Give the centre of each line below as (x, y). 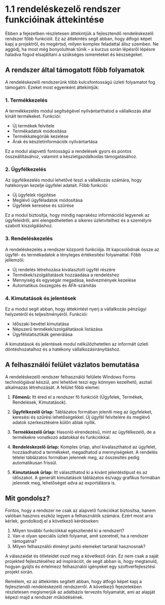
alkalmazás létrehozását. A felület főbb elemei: (53, 387)
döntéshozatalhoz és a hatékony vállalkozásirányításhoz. (63, 349)
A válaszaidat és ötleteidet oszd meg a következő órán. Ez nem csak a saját (82, 556)
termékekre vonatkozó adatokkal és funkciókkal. (62, 437)
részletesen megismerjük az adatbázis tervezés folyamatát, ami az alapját (80, 592)
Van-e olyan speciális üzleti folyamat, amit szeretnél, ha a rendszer (81, 536)
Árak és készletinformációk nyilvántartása (55, 142)
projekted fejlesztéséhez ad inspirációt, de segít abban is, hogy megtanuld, (82, 561)
